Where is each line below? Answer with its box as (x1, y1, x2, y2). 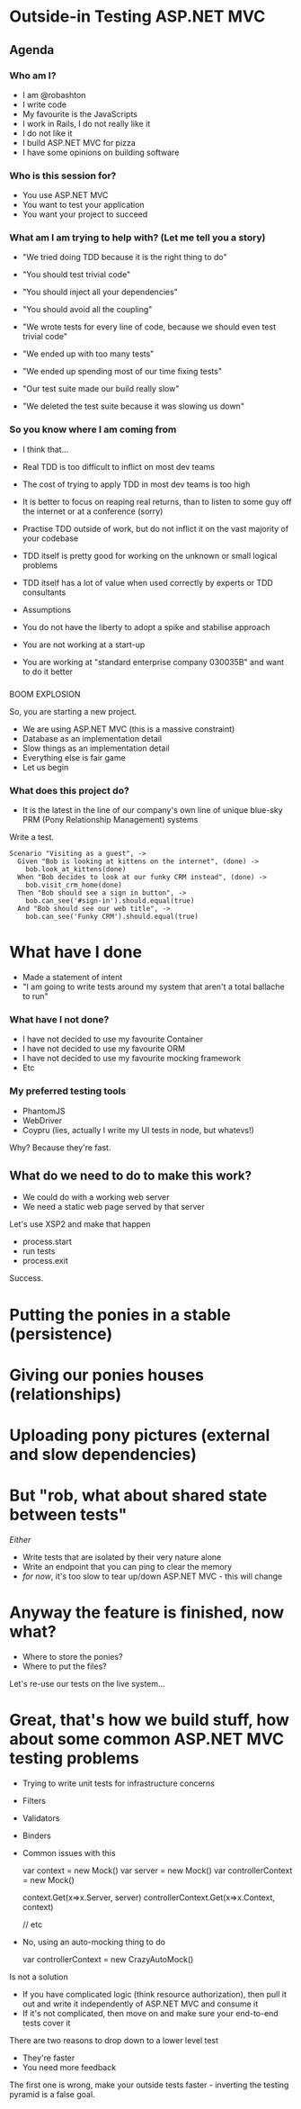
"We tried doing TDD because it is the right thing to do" (22, 252, 227, 263)
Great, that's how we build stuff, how (9, 1709, 290, 1730)
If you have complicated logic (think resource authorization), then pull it (22, 1988, 288, 1999)
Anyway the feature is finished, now (9, 1602, 285, 1623)
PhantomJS (22, 1105, 66, 1116)
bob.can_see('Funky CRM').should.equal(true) (25, 912, 199, 921)
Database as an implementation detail (22, 733, 163, 744)
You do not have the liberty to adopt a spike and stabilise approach (22, 621, 270, 632)
